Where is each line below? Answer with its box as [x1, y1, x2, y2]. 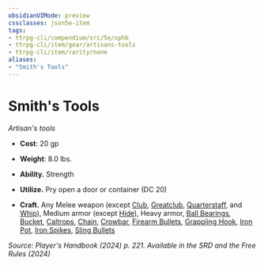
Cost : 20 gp [19, 138, 59, 148]
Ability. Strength [19, 169, 74, 179]
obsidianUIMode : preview [8, 11, 90, 20]
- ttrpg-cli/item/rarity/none [8, 48, 108, 56]
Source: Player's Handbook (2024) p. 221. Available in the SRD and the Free [8, 240, 256, 250]
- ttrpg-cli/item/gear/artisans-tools [8, 41, 136, 49]
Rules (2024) [8, 248, 51, 258]
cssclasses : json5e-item [8, 19, 90, 27]
